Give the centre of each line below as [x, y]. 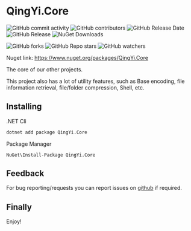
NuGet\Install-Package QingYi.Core [51, 155]
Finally [19, 207]
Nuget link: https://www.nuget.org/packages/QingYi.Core [77, 57]
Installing [24, 107]
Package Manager [29, 144]
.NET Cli [16, 121]
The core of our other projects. [45, 69]
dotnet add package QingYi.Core [47, 132]
